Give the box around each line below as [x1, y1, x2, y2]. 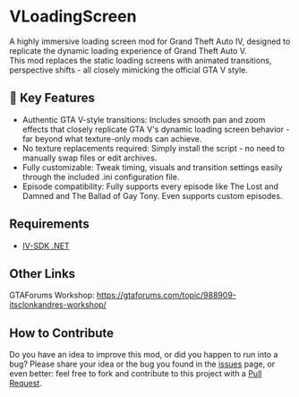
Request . [9, 378, 42, 389]
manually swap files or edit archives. [21, 152, 158, 163]
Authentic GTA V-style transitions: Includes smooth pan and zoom [21, 114, 266, 125]
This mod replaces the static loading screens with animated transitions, [9, 55, 272, 65]
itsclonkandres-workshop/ [9, 299, 107, 310]
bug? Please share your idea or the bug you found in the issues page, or [9, 358, 276, 369]
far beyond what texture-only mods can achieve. [21, 133, 202, 144]
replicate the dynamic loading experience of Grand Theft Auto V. [9, 45, 248, 56]
